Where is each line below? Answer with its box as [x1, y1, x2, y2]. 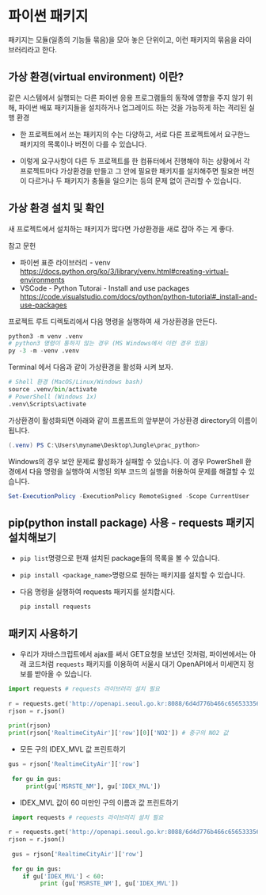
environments [19, 275, 65, 284]
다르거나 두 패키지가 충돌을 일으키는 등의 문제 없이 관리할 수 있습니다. [28, 176, 241, 185]
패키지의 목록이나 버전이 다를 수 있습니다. [19, 139, 147, 149]
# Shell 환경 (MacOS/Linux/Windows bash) [8, 378, 144, 387]
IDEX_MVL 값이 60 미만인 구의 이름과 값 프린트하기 [19, 798, 179, 807]
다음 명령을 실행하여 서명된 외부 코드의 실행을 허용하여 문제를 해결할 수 [28, 467, 247, 476]
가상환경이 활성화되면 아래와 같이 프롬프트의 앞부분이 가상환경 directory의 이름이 [8, 415, 258, 425]
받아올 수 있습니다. [34, 668, 93, 678]
